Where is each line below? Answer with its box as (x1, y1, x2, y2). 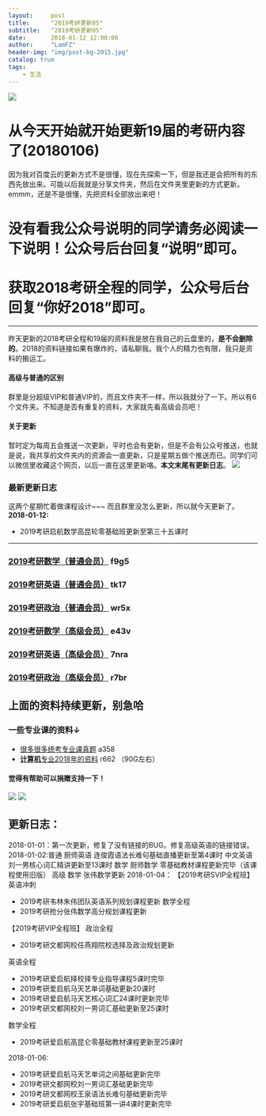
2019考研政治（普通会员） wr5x (8, 602, 131, 613)
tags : (8, 63, 26, 71)
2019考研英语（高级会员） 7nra (8, 649, 129, 659)
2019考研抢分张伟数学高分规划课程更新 (19, 906, 147, 916)
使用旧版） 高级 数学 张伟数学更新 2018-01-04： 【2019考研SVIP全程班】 (14, 870, 254, 879)
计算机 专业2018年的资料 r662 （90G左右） (19, 753, 160, 764)
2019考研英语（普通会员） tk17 (8, 579, 127, 590)
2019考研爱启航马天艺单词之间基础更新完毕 (19, 1069, 161, 1079)
